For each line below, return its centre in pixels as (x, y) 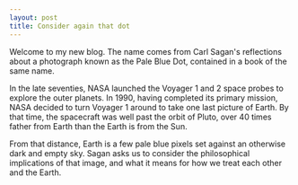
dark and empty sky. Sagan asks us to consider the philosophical (130, 153)
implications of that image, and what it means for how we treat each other (146, 163)
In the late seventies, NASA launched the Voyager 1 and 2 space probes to (147, 88)
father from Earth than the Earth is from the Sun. (98, 126)
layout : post (34, 18)
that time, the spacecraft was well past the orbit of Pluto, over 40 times (140, 117)
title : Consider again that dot (70, 26)
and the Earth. (35, 172)
